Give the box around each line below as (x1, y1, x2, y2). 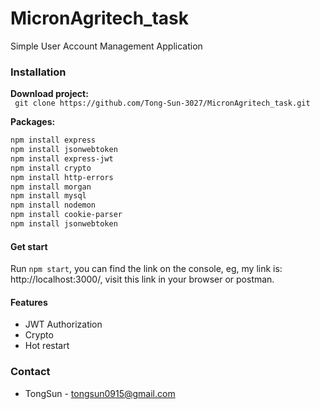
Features (10, 296, 48, 308)
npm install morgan (10, 182, 92, 192)
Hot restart (24, 340, 70, 352)
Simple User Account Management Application (10, 40, 203, 52)
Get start (10, 240, 48, 252)
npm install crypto (10, 163, 92, 173)
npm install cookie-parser (10, 210, 123, 220)
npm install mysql (10, 191, 87, 201)
